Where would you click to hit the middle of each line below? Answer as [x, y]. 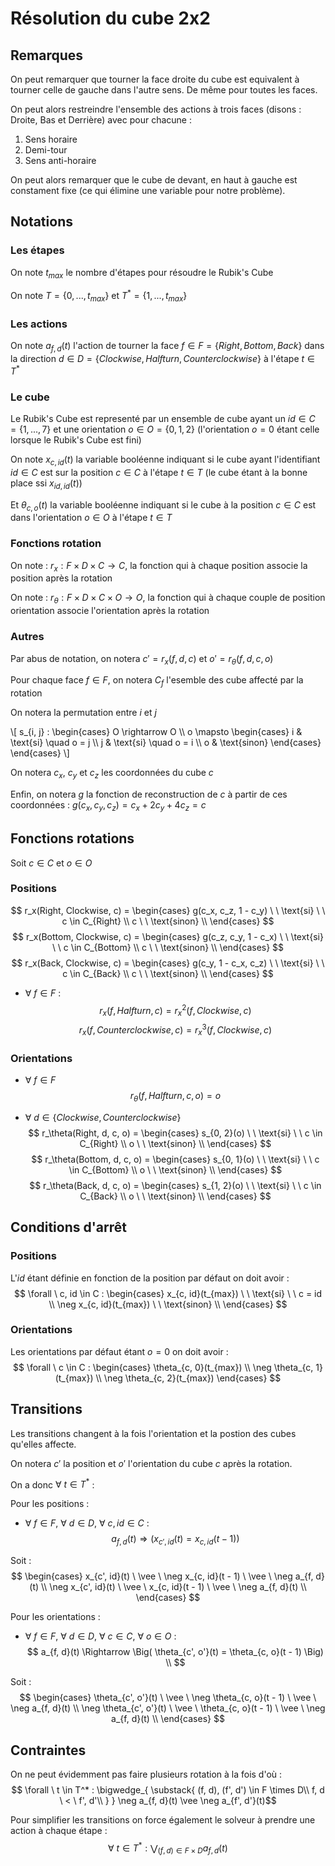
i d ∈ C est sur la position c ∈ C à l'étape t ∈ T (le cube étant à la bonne [159, 472]
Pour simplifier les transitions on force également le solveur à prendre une [163, 1819]
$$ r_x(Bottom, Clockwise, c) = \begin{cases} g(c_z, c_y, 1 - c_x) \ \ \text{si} [168, 936]
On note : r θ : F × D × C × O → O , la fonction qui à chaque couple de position [168, 599]
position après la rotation [61, 578]
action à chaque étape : [59, 1830]
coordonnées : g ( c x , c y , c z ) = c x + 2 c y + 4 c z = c [108, 805]
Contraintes [48, 1750]
